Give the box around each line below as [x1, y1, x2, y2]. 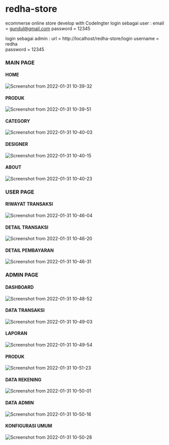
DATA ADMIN [5, 399, 34, 406]
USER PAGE [5, 188, 35, 195]
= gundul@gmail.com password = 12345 [5, 25, 91, 31]
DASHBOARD [5, 284, 34, 290]
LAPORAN [5, 330, 28, 336]
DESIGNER [5, 141, 28, 147]
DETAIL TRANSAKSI [5, 224, 49, 230]
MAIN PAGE [5, 59, 35, 66]
